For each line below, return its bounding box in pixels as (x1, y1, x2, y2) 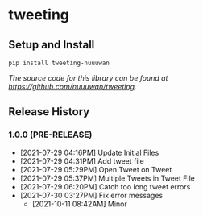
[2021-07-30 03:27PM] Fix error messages (19, 190, 164, 200)
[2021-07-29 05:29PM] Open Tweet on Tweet (19, 164, 172, 174)
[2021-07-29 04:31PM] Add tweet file (19, 156, 145, 166)
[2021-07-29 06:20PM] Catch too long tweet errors (19, 181, 191, 191)
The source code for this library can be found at (8, 73, 168, 82)
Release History (8, 105, 90, 118)
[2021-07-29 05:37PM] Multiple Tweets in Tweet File (19, 173, 195, 183)
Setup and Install (8, 38, 95, 52)
